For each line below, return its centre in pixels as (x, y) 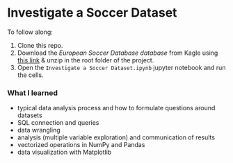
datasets (30, 115)
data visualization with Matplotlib (64, 152)
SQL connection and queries (58, 123)
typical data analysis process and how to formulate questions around (116, 108)
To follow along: (30, 32)
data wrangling (39, 130)
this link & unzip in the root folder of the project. (86, 60)
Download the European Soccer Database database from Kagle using (118, 53)
